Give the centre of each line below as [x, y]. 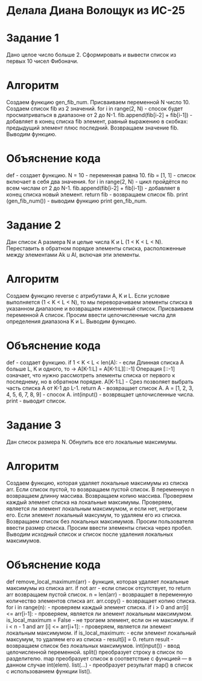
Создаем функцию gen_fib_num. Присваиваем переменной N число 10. [98, 102]
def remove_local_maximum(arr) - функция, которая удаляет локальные [97, 582]
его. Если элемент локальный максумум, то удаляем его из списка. [94, 515]
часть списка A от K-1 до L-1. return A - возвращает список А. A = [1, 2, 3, [100, 388]
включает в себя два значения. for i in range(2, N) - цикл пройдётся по [97, 182]
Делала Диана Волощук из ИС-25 [96, 11]
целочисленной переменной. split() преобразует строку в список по [95, 652]
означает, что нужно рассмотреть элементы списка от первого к [91, 375]
